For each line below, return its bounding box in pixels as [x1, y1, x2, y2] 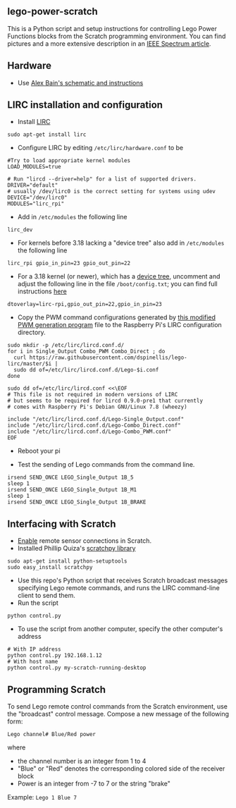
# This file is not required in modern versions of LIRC [7, 391, 178, 398]
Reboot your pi [17, 447, 61, 455]
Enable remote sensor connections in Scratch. [17, 537, 152, 545]
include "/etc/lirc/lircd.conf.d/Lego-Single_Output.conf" [7, 416, 185, 423]
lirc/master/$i [7, 360, 52, 367]
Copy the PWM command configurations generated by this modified [17, 313, 216, 322]
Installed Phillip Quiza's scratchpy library [17, 544, 136, 553]
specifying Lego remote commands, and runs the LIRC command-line [17, 584, 220, 592]
